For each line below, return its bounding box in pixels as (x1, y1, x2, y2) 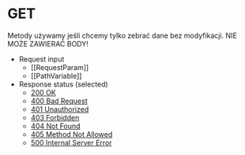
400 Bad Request (30, 96, 88, 105)
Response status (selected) (18, 79, 108, 89)
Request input (18, 54, 65, 64)
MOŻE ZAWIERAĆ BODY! (7, 39, 89, 48)
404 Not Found (30, 121, 81, 131)
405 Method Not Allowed (30, 129, 113, 138)
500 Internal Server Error (30, 138, 112, 147)
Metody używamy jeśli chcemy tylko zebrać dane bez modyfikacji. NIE (7, 31, 238, 40)
